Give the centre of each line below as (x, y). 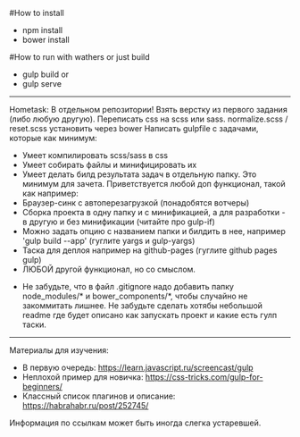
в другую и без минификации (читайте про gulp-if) (119, 222)
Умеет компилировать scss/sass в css (95, 155)
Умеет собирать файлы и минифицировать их (109, 165)
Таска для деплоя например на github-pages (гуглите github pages (150, 250)
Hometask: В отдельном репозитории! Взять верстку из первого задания (148, 109)
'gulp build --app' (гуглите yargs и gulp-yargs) (108, 241)
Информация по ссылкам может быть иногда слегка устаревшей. (135, 423)
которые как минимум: (54, 138)
